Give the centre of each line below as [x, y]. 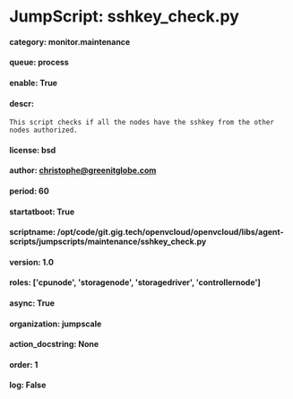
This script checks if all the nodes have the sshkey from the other [142, 123]
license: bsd [33, 150]
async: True [32, 303]
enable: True [34, 82]
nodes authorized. [43, 130]
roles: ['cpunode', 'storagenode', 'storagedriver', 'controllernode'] [135, 282]
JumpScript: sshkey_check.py [125, 17]
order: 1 [24, 364]
